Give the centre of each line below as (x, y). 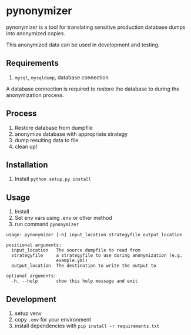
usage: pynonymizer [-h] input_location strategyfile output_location (94, 235)
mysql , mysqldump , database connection (61, 77)
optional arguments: (31, 276)
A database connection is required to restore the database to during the (93, 89)
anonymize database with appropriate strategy (71, 134)
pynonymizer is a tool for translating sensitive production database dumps (96, 27)
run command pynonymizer (47, 224)
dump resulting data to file (46, 140)
